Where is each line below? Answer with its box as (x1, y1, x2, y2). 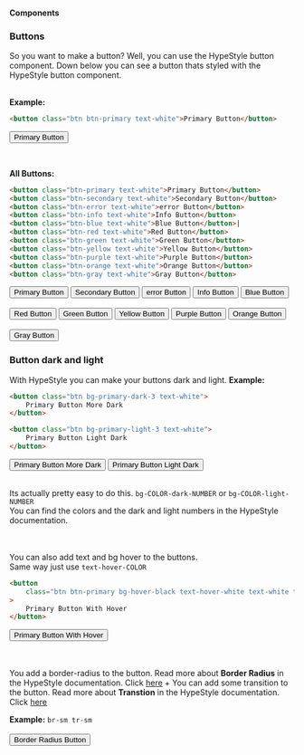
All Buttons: (9, 167, 55, 178)
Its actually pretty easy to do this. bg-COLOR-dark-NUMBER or (9, 487, 227, 498)
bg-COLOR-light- (228, 489, 290, 498)
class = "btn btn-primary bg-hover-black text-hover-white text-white (25, 587, 290, 597)
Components (9, 7, 60, 18)
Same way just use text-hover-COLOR (9, 561, 147, 572)
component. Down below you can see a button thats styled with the (9, 60, 261, 71)
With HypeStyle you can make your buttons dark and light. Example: (9, 374, 265, 385)
